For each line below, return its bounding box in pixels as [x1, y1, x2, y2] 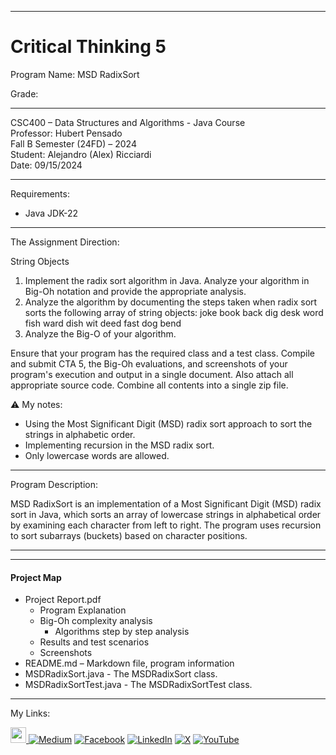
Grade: [10, 87, 39, 100]
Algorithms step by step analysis [54, 626, 190, 638]
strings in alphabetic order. [24, 428, 136, 440]
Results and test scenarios [39, 636, 150, 648]
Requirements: [10, 187, 70, 200]
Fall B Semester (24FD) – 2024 [10, 137, 137, 150]
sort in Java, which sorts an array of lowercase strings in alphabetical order [10, 508, 322, 520]
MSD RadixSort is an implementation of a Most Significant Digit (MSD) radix [10, 497, 322, 510]
